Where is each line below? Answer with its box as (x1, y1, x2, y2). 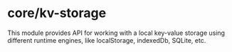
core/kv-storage (7, 5, 107, 21)
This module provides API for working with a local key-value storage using (7, 28, 226, 37)
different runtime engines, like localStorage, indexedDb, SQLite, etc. (7, 36, 206, 44)
